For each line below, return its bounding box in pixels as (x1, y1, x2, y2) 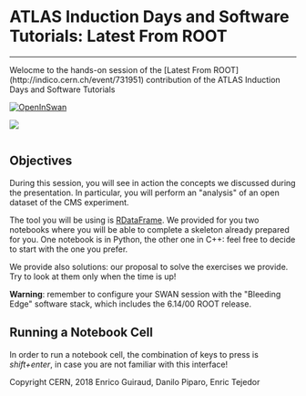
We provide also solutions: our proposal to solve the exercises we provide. (9, 261, 289, 272)
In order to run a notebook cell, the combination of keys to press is (9, 349, 260, 360)
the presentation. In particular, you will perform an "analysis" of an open (9, 187, 280, 198)
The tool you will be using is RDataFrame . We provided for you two (9, 214, 260, 225)
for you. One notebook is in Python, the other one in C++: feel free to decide (9, 234, 296, 245)
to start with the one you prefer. (9, 244, 128, 255)
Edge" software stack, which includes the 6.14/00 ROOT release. (9, 298, 252, 309)
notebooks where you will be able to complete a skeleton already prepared (9, 224, 290, 234)
